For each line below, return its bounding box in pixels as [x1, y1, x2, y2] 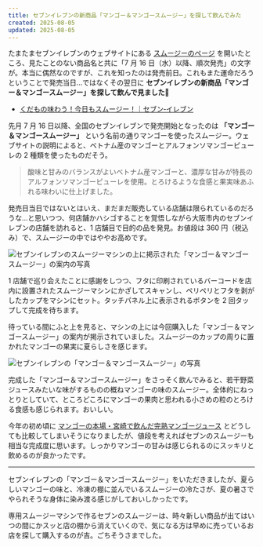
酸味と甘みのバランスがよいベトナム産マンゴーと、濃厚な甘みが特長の [27, 167, 253, 177]
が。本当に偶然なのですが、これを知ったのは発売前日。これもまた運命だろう [8, 68, 254, 78]
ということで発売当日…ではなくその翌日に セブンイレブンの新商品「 [8, 78, 229, 87]
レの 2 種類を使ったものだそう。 [8, 151, 112, 160]
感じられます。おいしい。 [34, 405, 117, 414]
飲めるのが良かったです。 [8, 450, 90, 460]
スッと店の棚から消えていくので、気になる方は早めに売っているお [41, 521, 254, 531]
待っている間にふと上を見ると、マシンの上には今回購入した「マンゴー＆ [8, 323, 241, 332]
